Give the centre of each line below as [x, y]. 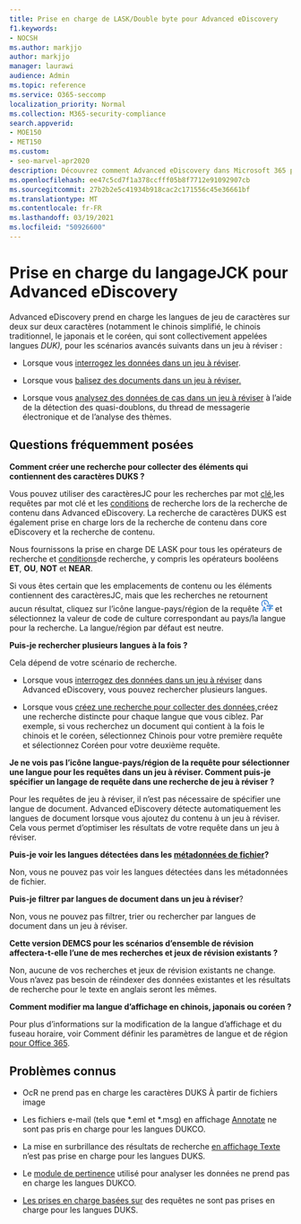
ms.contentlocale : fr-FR [56, 208]
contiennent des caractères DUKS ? [77, 476]
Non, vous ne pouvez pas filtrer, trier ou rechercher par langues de [133, 916]
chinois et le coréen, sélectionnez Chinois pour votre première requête [152, 735]
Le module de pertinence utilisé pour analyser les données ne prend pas [156, 1174]
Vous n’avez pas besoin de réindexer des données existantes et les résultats [150, 980]
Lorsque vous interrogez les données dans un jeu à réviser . [132, 363]
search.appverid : [42, 123]
